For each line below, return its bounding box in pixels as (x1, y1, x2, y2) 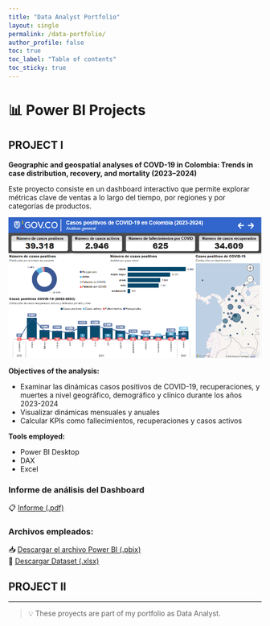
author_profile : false (8, 39, 84, 47)
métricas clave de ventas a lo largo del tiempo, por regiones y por (8, 192, 227, 202)
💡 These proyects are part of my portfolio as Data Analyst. (27, 608, 221, 619)
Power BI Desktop (19, 447, 80, 456)
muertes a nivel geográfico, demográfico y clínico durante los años (19, 390, 243, 400)
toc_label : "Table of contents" (8, 56, 117, 64)
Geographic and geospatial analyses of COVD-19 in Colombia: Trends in (8, 159, 254, 169)
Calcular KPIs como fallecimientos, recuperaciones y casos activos (19, 415, 243, 426)
